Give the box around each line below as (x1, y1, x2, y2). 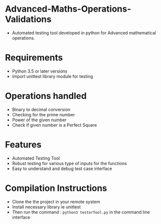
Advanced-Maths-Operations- (5, 3, 131, 15)
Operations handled (5, 91, 87, 102)
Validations (5, 14, 52, 25)
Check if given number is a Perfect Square (12, 122, 97, 128)
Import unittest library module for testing (12, 73, 93, 79)
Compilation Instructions (5, 183, 108, 193)
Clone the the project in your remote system (12, 199, 100, 205)
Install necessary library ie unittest (12, 204, 81, 210)
